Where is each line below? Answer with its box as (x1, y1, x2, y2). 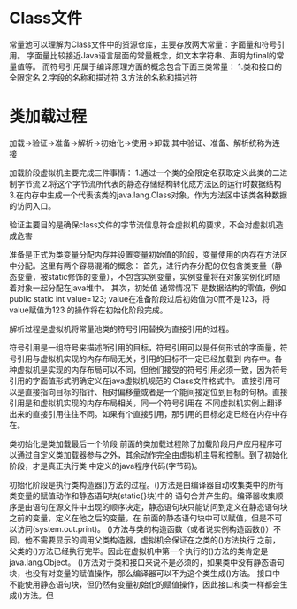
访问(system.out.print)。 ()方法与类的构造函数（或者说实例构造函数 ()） (16, 523, 274, 534)
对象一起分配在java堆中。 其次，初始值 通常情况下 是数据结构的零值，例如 (16, 282, 286, 293)
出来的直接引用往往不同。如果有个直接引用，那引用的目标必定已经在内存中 (9, 408, 280, 419)
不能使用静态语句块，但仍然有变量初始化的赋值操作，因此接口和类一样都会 (9, 579, 280, 590)
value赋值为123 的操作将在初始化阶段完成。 (9, 304, 168, 315)
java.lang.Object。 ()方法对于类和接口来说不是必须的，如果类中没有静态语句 (9, 557, 285, 567)
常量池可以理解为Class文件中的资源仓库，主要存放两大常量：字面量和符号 (9, 39, 278, 50)
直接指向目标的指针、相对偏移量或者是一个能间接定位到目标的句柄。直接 (24, 386, 288, 397)
